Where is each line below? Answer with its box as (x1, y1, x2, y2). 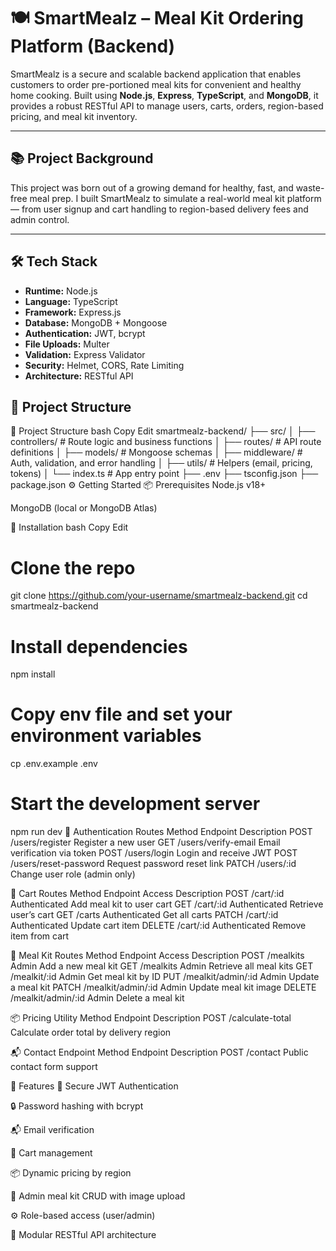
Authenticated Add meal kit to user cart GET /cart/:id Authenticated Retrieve (10, 898, 324, 910)
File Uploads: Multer (24, 338, 110, 350)
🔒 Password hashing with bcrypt (10, 1100, 144, 1112)
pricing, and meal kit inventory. (10, 110, 138, 122)
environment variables (10, 725, 202, 747)
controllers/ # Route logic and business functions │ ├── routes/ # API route (10, 436, 322, 448)
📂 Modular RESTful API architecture (10, 1229, 157, 1241)
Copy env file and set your (10, 703, 233, 726)
